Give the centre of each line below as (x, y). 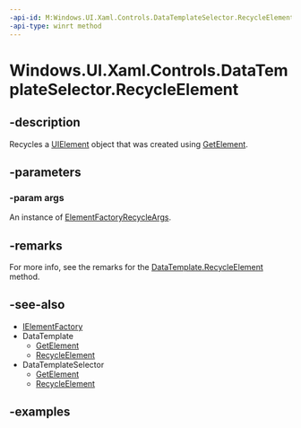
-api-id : (26, 17)
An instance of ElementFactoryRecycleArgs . (90, 217)
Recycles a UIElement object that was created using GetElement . (129, 144)
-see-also (37, 305)
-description (45, 122)
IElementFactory (52, 326)
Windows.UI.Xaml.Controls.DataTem (149, 70)
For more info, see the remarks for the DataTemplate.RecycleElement (137, 267)
